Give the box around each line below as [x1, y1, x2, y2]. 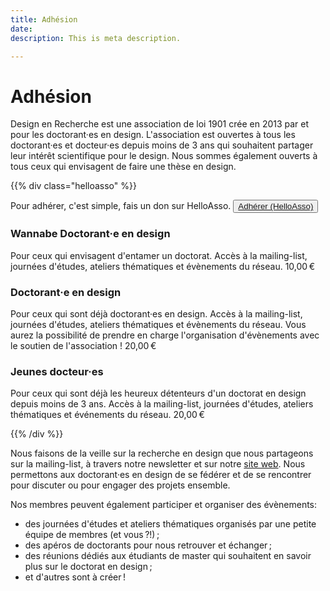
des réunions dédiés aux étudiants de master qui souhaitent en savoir [24, 550, 312, 562]
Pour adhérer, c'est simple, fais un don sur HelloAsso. [10, 200, 232, 212]
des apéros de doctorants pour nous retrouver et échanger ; [24, 539, 273, 551]
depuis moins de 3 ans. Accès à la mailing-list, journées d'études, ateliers [10, 398, 314, 410]
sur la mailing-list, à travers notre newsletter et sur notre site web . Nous [10, 458, 306, 470]
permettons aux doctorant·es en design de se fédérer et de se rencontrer [10, 469, 312, 481]
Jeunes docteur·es [10, 364, 104, 378]
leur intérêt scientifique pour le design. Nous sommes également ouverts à [10, 150, 318, 162]
